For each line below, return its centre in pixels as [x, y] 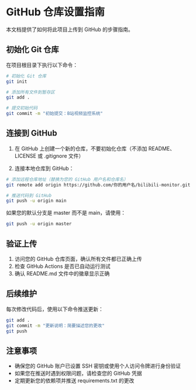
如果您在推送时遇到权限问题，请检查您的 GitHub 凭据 [78, 374]
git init [17, 82]
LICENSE [25, 155]
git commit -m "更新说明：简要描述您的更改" [56, 325]
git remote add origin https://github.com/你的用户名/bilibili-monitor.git [98, 185]
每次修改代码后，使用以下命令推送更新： [55, 309]
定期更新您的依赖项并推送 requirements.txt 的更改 [74, 381]
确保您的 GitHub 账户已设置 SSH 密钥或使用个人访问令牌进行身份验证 [98, 366]
